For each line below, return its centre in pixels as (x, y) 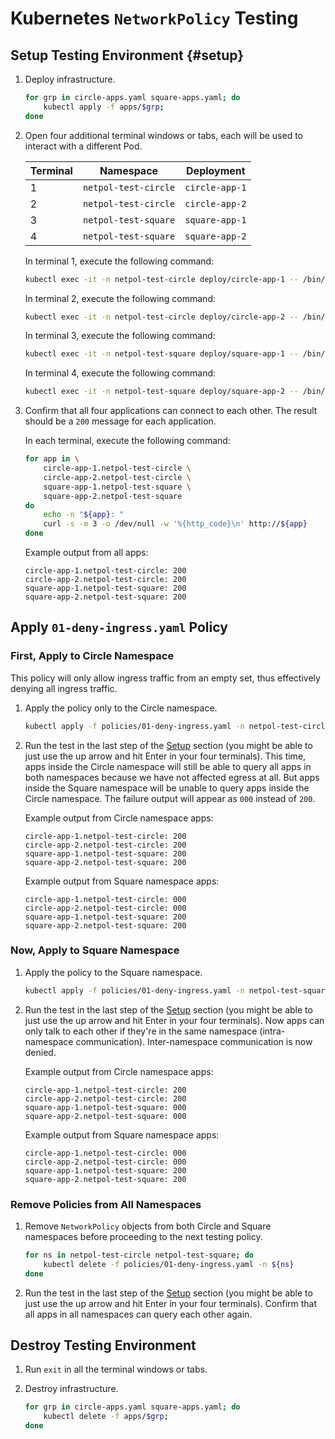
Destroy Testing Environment (103, 1345)
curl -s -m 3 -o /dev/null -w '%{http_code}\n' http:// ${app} (175, 524)
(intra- (272, 1031)
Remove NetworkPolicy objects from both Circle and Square (148, 1226)
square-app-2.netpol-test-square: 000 (105, 1116)
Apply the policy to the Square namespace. (113, 972)
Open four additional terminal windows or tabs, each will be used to (163, 135)
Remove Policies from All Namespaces (106, 1204)
